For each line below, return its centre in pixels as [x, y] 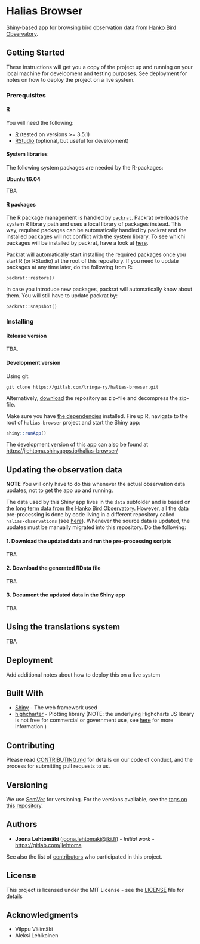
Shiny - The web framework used [56, 708]
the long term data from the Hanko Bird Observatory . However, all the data [98, 508]
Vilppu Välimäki [34, 929]
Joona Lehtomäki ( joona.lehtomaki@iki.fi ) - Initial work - [84, 839]
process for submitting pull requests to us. [58, 766]
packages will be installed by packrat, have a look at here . [77, 243]
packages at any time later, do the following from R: [70, 267]
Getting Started [36, 53]
